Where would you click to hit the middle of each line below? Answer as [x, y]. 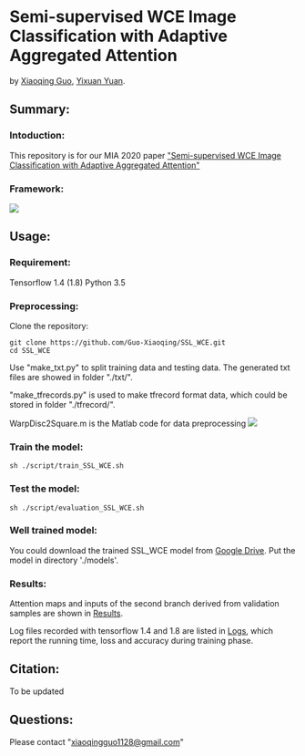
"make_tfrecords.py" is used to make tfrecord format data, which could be [149, 395]
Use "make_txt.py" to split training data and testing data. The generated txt [150, 368]
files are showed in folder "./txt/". [71, 377]
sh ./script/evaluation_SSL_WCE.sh [77, 508]
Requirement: [40, 263]
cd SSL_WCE [30, 350]
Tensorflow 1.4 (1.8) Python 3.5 [67, 282]
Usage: [30, 237]
